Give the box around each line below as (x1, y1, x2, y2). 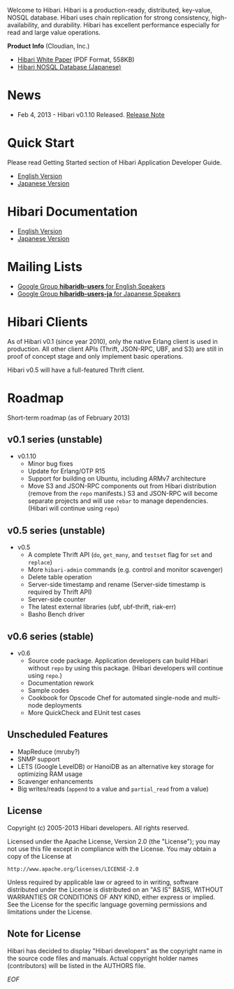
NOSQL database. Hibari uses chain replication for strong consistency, (7, 13, 211, 22)
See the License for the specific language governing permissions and (7, 900, 207, 908)
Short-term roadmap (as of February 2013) (7, 413, 131, 422)
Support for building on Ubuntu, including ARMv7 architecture (27, 474, 206, 483)
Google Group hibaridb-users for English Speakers (17, 282, 166, 290)
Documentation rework (27, 679, 94, 687)
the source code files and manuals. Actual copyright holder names (7, 954, 199, 962)
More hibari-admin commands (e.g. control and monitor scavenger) (27, 565, 224, 574)
